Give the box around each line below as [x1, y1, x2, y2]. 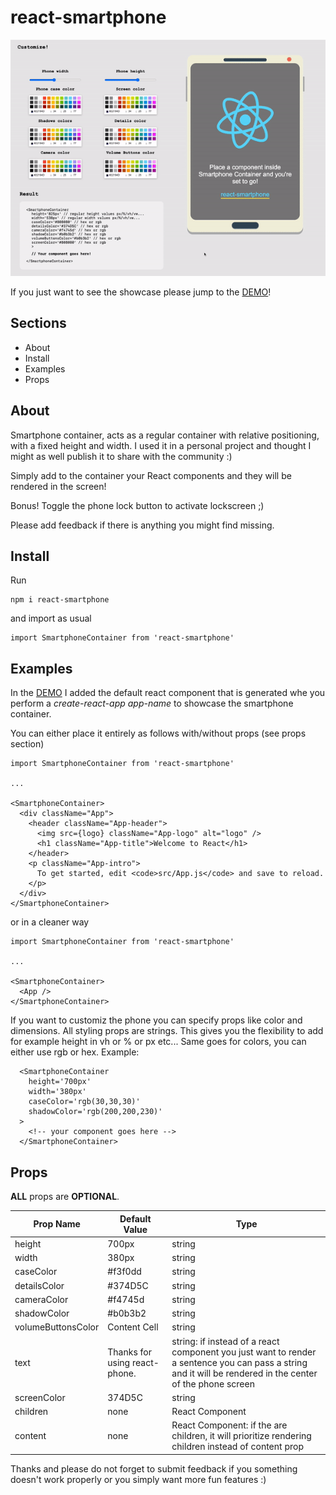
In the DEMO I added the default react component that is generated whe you [10, 687, 326, 699]
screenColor [14, 1391, 66, 1403]
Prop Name [33, 1218, 81, 1230]
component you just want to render [171, 1346, 317, 1358]
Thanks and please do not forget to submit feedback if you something [10, 1462, 298, 1475]
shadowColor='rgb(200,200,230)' [28, 1107, 163, 1117]
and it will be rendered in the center [171, 1367, 318, 1379]
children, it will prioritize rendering [171, 1430, 312, 1442]
